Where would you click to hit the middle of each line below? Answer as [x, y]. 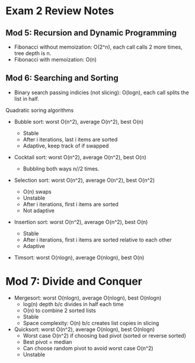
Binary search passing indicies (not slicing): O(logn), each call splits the [101, 92]
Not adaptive [39, 210]
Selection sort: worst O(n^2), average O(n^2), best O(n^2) [84, 180]
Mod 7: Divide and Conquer [74, 281]
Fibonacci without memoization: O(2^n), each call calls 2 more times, [98, 47]
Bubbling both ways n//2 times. [61, 168]
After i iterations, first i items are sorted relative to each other [97, 240]
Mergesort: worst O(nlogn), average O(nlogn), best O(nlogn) [88, 298]
